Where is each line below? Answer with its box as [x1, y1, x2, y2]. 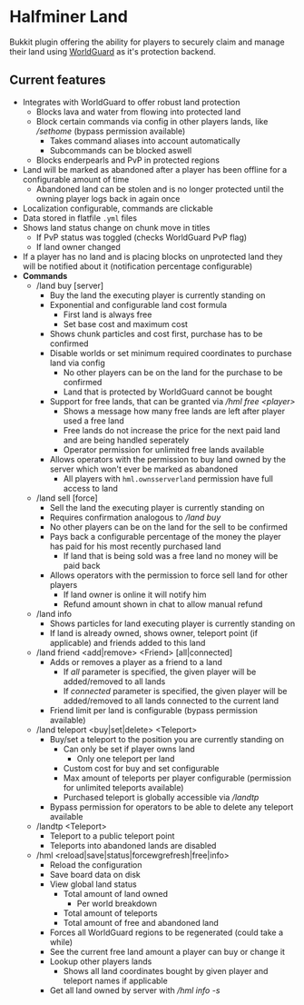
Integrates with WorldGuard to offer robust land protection [22, 96, 240, 107]
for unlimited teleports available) [63, 781, 184, 792]
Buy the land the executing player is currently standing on [49, 289, 266, 301]
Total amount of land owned [63, 888, 169, 899]
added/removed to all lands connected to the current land [63, 695, 279, 706]
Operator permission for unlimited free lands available [63, 443, 265, 455]
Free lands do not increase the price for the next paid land [63, 424, 281, 435]
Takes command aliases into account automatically [49, 134, 240, 146]
